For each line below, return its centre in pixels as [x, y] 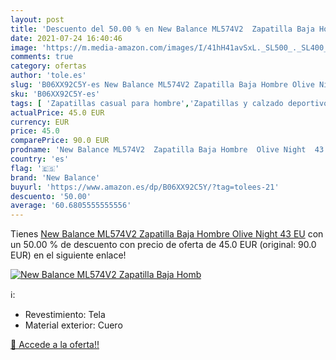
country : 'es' [40, 159]
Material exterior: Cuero [73, 325]
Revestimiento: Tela [65, 315]
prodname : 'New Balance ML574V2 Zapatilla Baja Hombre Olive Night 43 [167, 150]
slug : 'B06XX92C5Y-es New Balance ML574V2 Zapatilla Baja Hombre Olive [162, 85]
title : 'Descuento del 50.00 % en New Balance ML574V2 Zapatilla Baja [162, 29]
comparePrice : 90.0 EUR [60, 141]
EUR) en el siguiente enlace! [68, 255]
